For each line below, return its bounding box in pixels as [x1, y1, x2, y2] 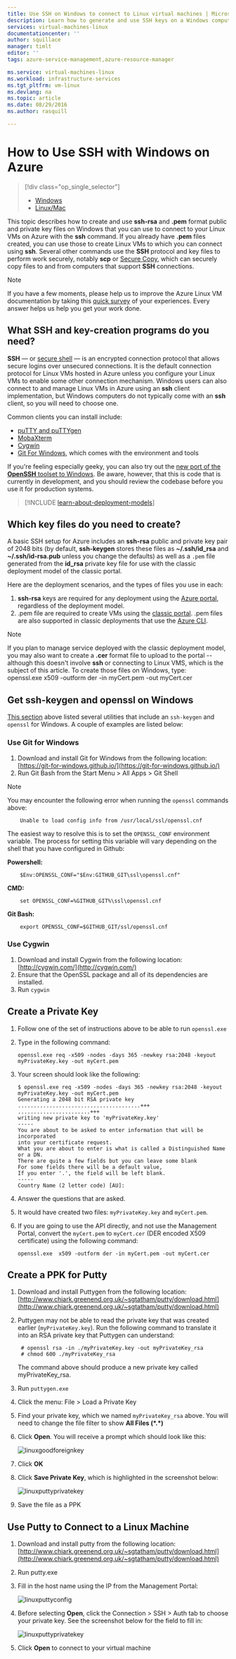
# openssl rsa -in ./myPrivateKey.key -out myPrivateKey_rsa [20, 1345, 204, 1352]
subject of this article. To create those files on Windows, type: [7, 666, 187, 675]
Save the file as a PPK [17, 1501, 81, 1509]
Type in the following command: [17, 1038, 111, 1046]
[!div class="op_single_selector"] [24, 182, 121, 190]
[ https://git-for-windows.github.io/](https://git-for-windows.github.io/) [17, 761, 220, 769]
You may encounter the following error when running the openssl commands [7, 795, 229, 805]
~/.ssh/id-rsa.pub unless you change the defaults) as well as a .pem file [7, 552, 216, 561]
